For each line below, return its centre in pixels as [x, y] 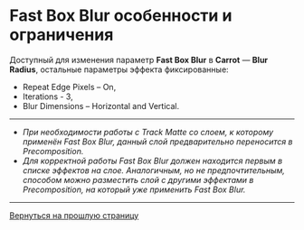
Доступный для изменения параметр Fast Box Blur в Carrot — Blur [139, 60]
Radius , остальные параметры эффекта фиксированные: [119, 69]
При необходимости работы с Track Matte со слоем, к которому [148, 132]
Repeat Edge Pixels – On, [69, 87]
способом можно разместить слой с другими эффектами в [138, 179]
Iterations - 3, [48, 97]
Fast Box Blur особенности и [121, 16]
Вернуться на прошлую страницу [74, 215]
